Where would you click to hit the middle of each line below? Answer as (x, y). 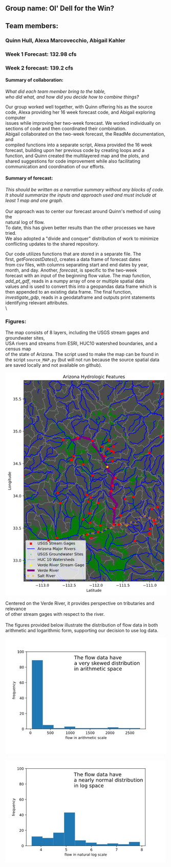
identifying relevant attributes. (37, 303)
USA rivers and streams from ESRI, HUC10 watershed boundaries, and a (81, 343)
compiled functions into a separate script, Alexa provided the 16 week (79, 145)
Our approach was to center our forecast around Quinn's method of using (83, 211)
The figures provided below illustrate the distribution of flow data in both (82, 625)
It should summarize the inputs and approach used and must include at (81, 195)
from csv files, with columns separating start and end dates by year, (77, 264)
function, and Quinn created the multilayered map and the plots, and (77, 155)
